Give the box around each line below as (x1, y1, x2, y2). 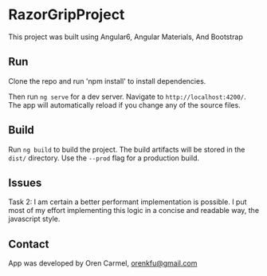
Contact (8, 237, 49, 250)
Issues (8, 175, 42, 189)
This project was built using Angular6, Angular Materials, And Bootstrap (8, 32, 243, 41)
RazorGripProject (8, 6, 125, 24)
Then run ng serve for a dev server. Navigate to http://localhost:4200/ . (8, 92, 247, 101)
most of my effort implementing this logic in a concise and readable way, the (8, 206, 260, 215)
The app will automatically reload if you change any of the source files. (8, 100, 241, 109)
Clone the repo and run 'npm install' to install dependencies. (8, 76, 206, 85)
